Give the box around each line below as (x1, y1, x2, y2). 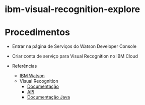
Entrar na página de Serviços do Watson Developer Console (12, 43, 137, 49)
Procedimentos (5, 27, 70, 38)
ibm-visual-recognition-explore (5, 4, 140, 15)
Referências (12, 63, 37, 69)
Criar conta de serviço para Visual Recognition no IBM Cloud (12, 53, 138, 59)
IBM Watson (19, 73, 45, 79)
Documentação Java (27, 94, 70, 100)
